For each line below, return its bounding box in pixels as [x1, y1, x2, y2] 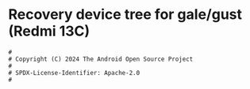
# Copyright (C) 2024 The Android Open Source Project [8, 55, 194, 63]
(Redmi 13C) [8, 22, 90, 40]
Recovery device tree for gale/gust [8, 6, 242, 24]
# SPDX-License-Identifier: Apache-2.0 [8, 69, 140, 76]
